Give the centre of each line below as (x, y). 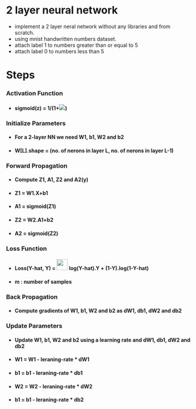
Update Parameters (34, 326)
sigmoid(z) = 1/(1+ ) (41, 108)
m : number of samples (43, 281)
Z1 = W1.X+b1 (31, 193)
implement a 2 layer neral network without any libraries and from (92, 26)
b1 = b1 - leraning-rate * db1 (49, 373)
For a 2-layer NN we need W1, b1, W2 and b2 (69, 137)
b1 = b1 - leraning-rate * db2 (49, 400)
